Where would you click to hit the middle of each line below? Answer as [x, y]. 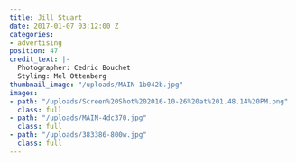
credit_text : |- [40, 59]
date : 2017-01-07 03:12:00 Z [64, 26]
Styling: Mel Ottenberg [62, 76]
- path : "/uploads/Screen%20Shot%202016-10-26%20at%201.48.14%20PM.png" [149, 101]
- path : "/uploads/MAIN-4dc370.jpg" [78, 118]
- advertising [36, 43]
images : [24, 93]
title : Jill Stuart [46, 18]
